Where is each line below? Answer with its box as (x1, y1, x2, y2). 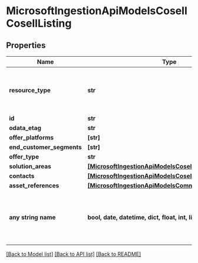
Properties (6, 40, 46, 50)
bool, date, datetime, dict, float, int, (87, 213, 187, 221)
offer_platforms (9, 134, 54, 141)
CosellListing (6, 17, 72, 30)
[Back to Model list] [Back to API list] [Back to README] (6, 251, 141, 258)
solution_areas (9, 163, 52, 170)
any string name (9, 213, 56, 221)
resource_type (9, 86, 51, 94)
